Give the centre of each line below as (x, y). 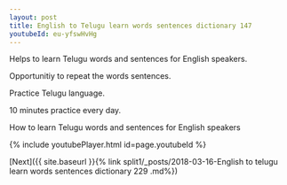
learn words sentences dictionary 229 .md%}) (94, 171)
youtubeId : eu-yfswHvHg (53, 34)
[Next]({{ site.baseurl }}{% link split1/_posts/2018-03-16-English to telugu (143, 162)
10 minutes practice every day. (65, 111)
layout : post (33, 17)
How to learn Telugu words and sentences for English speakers (125, 127)
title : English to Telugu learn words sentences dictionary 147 (131, 26)
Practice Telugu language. (57, 93)
